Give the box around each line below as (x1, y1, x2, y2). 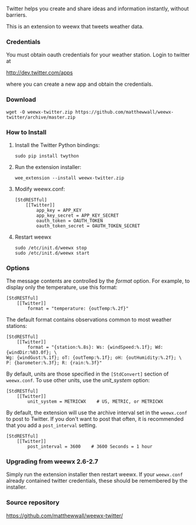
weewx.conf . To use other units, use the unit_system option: (6, 377, 150, 384)
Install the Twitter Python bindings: (14, 141, 100, 148)
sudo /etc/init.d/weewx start (14, 250, 90, 256)
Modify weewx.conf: (14, 185, 65, 192)
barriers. (6, 11, 27, 18)
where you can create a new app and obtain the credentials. (6, 80, 153, 88)
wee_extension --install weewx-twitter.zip (14, 175, 125, 181)
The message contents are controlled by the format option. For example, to (6, 277, 190, 285)
